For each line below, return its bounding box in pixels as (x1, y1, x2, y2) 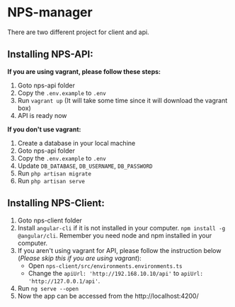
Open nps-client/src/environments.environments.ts (28, 261, 183, 270)
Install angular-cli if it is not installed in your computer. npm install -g (17, 223, 226, 232)
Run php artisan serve (17, 176, 85, 185)
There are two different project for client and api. (7, 28, 150, 36)
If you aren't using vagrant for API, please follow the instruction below (17, 246, 222, 254)
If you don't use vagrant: (7, 125, 81, 134)
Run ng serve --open (17, 284, 79, 292)
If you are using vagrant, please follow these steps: (7, 67, 161, 75)
